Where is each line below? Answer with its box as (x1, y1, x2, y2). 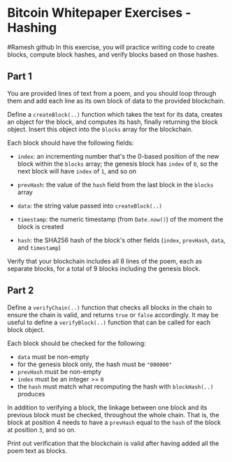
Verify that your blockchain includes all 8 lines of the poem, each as (7, 257, 203, 265)
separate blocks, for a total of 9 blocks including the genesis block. (7, 264, 201, 273)
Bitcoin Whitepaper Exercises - (7, 5, 191, 21)
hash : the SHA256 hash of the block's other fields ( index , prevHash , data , (17, 236, 226, 244)
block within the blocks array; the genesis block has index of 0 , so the (17, 159, 219, 168)
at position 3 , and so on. (7, 425, 76, 434)
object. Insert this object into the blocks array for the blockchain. (7, 124, 194, 133)
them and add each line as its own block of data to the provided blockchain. (7, 96, 226, 105)
